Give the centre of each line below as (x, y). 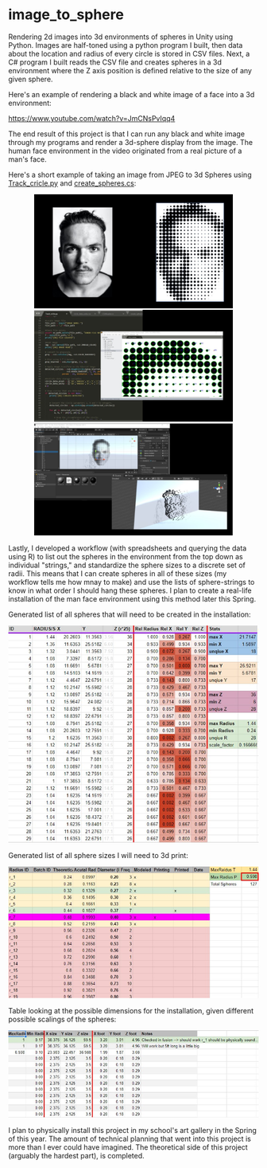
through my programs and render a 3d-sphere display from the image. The (130, 142)
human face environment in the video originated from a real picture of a (125, 151)
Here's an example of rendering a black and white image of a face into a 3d (132, 94)
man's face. (27, 159)
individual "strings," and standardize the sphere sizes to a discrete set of (127, 565)
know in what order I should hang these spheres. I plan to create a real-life (130, 590)
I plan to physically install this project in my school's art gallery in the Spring (132, 1130)
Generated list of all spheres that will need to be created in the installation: (130, 614)
